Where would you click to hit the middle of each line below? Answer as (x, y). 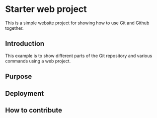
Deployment (25, 93)
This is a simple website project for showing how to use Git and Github (77, 23)
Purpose (19, 77)
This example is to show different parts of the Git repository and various (79, 56)
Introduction (25, 44)
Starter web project (46, 9)
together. (14, 28)
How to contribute (34, 110)
